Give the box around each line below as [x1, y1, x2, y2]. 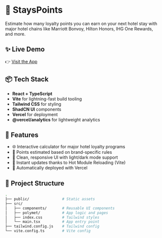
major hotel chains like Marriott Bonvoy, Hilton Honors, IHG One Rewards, [5, 25, 153, 31]
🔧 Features [5, 131, 39, 139]
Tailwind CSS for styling [12, 101, 62, 107]
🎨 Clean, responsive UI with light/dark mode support [12, 154, 118, 161]
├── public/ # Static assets [5, 197, 95, 202]
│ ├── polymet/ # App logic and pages [5, 210, 109, 215]
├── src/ [5, 201, 23, 206]
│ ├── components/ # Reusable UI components [5, 206, 115, 211]
